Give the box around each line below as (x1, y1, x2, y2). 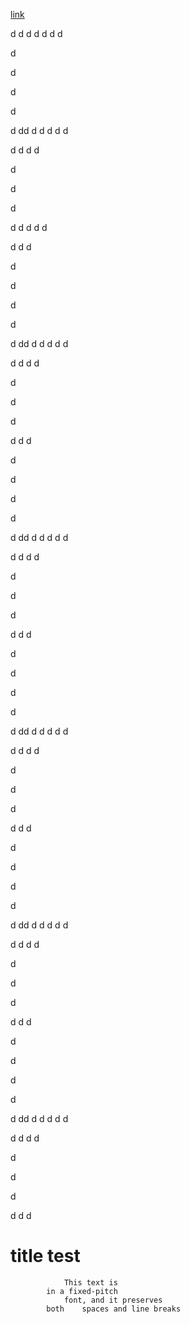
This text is (63, 1277, 118, 1288)
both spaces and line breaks (46, 1304, 182, 1314)
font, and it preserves (63, 1295, 163, 1305)
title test (10, 1245, 81, 1268)
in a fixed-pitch (46, 1286, 118, 1296)
